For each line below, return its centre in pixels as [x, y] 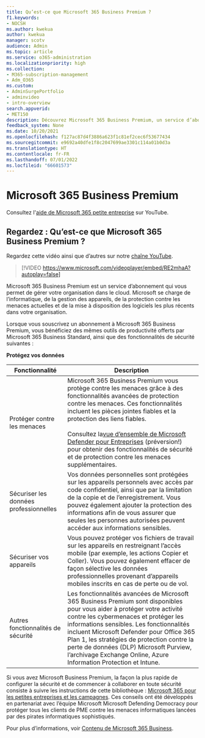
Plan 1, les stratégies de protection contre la [131, 639]
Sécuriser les [28, 494]
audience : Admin [27, 46]
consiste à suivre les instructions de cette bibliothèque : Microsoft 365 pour [101, 690]
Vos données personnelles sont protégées [128, 474]
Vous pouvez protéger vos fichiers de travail [131, 538]
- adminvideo [23, 97]
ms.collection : [26, 69]
